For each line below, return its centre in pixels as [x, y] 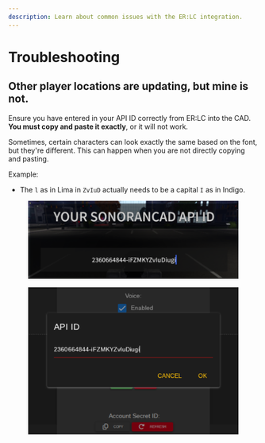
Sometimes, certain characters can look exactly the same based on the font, [133, 142]
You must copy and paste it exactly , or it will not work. [98, 126]
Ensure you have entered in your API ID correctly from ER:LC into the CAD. [130, 118]
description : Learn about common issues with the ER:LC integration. [126, 17]
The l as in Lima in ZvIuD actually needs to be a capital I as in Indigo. [132, 189]
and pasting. [29, 158]
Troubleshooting [64, 57]
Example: [23, 174]
